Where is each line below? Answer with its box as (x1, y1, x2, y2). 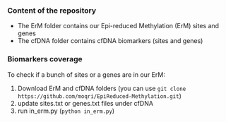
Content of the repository (7, 6, 97, 16)
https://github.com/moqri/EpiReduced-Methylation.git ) (17, 91, 182, 100)
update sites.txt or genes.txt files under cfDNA (17, 99, 154, 107)
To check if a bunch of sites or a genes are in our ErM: (7, 70, 166, 79)
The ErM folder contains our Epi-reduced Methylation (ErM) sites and (17, 22, 220, 30)
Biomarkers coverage (7, 54, 83, 64)
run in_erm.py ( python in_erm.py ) (17, 106, 115, 115)
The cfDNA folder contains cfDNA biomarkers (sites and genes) (17, 37, 203, 45)
